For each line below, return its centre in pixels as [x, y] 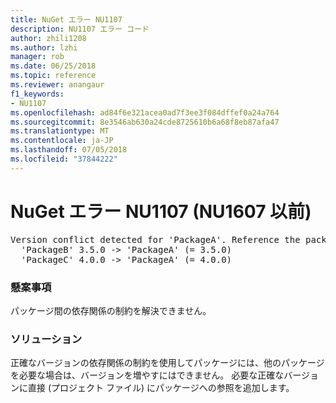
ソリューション [46, 339]
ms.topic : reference [53, 76]
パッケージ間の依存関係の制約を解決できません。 [111, 310]
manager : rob [37, 57]
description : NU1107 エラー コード [80, 29]
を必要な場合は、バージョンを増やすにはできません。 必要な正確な [147, 375]
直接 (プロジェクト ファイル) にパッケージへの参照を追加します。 [161, 388]
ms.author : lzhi [44, 47]
